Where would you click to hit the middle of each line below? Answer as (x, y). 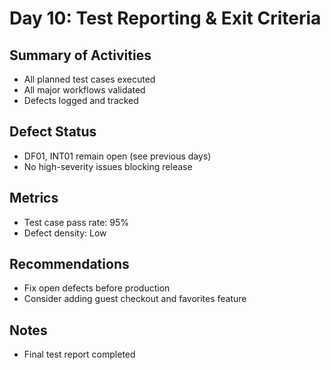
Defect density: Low (65, 233)
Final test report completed (79, 354)
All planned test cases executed (89, 79)
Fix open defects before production (97, 288)
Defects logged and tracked (81, 100)
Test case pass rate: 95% (76, 222)
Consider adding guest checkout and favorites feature (135, 299)
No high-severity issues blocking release (108, 166)
